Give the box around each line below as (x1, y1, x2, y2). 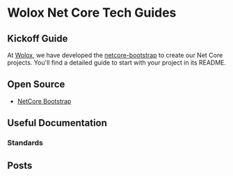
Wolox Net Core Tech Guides (7, 5, 177, 21)
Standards (7, 138, 44, 147)
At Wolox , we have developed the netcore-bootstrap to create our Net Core (7, 51, 223, 59)
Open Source (7, 79, 65, 90)
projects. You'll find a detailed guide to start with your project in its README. (7, 58, 227, 67)
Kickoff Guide (7, 33, 68, 45)
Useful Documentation (7, 117, 108, 129)
